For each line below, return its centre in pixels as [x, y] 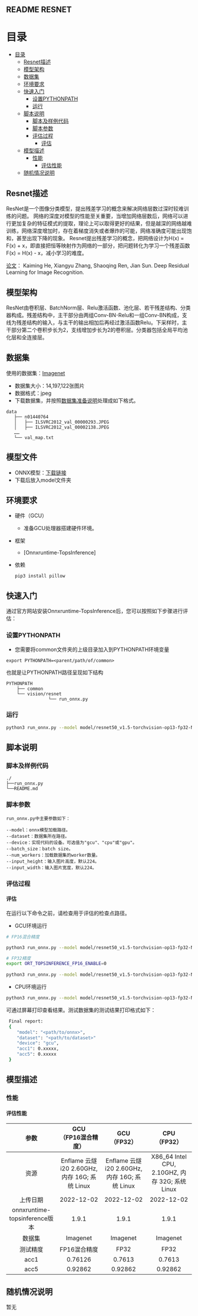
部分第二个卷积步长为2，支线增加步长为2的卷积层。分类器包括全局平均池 [100, 330]
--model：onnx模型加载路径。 [38, 830]
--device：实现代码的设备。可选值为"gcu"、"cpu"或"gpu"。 [72, 843]
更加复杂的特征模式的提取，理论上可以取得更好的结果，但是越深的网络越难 [101, 224]
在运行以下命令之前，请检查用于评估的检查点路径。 [68, 913]
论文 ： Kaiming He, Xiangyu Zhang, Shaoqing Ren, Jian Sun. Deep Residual [98, 266]
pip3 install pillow [40, 576]
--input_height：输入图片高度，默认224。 [53, 861]
